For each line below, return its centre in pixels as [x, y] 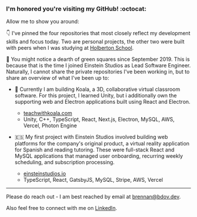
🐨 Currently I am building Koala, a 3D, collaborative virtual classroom [97, 89]
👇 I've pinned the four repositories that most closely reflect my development [98, 33]
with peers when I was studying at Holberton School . [70, 48]
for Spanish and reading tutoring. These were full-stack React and [94, 150]
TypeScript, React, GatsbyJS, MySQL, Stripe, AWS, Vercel [93, 180]
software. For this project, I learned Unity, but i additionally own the [96, 96]
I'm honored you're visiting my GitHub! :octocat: [76, 9]
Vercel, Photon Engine [50, 126]
